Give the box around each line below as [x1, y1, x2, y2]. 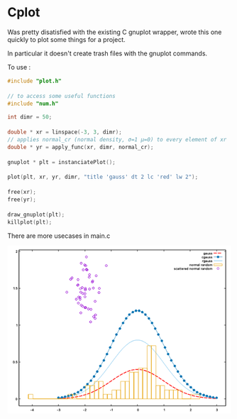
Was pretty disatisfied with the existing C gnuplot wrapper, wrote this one [7, 28, 222, 36]
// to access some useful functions [7, 92, 116, 99]
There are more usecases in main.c [7, 232, 111, 240]
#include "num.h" [7, 100, 59, 107]
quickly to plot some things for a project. [7, 35, 126, 43]
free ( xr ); [7, 189, 37, 196]
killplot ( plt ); [7, 218, 53, 226]
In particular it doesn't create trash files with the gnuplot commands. [7, 49, 208, 58]
